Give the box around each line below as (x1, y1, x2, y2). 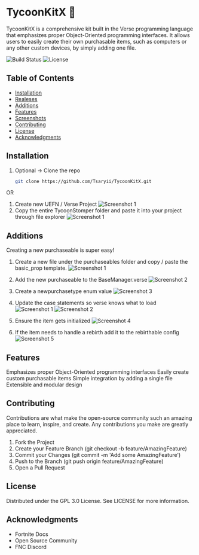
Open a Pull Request (14, 463, 66, 471)
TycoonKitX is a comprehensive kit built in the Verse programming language (6, 25, 193, 32)
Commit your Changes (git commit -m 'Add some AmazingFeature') (14, 451, 181, 458)
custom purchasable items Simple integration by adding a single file (6, 375, 173, 382)
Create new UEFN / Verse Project (14, 200, 97, 208)
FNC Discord (14, 543, 47, 550)
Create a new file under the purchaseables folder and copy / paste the (14, 258, 188, 266)
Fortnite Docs (14, 530, 49, 538)
